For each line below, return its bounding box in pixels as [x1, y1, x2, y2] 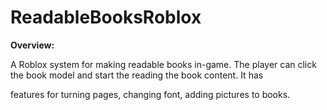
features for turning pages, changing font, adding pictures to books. [10, 88, 291, 100]
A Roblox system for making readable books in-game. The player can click [10, 58, 317, 70]
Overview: [10, 39, 55, 51]
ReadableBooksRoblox [10, 6, 202, 29]
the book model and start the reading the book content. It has [10, 69, 264, 81]
